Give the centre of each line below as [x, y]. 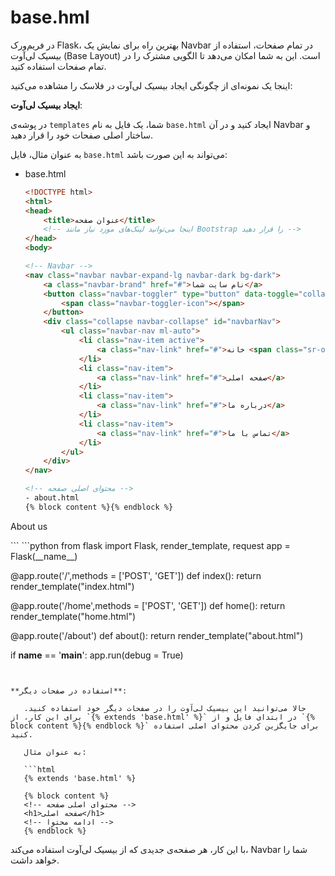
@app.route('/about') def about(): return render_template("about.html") [157, 635]
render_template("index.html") [72, 586]
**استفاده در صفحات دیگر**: [69, 691]
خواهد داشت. [35, 860]
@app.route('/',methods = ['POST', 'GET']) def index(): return [136, 575]
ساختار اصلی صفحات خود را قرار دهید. [82, 135]
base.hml [50, 17]
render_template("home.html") [73, 616]
